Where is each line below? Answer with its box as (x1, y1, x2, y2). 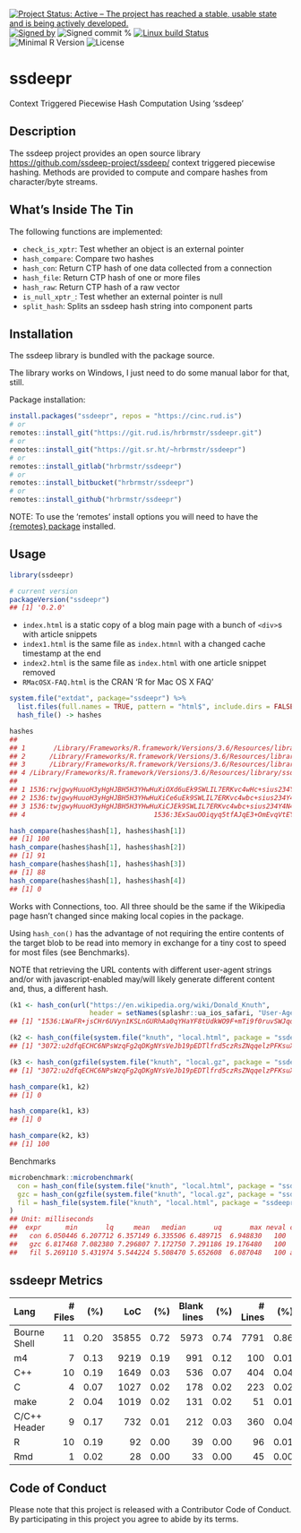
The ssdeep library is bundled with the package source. (9, 350, 215, 361)
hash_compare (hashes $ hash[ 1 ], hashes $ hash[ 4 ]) (9, 876, 186, 885)
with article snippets (21, 629, 98, 640)
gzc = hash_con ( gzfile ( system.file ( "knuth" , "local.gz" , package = (17, 1190, 275, 1199)
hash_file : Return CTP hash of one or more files (21, 271, 201, 282)
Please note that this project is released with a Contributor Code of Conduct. (9, 1504, 292, 1515)
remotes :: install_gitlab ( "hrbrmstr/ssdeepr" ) (9, 461, 182, 470)
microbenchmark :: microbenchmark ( (9, 1173, 134, 1182)
